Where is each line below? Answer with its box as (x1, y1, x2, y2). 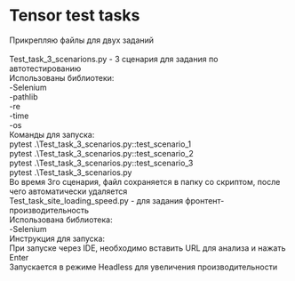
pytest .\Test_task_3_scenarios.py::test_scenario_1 (9, 139, 192, 149)
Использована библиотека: (9, 214, 113, 225)
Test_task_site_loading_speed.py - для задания (9, 195, 184, 205)
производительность (9, 205, 90, 215)
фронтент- (185, 195, 225, 205)
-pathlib (9, 91, 38, 102)
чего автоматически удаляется (9, 186, 128, 197)
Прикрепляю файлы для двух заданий (9, 35, 154, 45)
